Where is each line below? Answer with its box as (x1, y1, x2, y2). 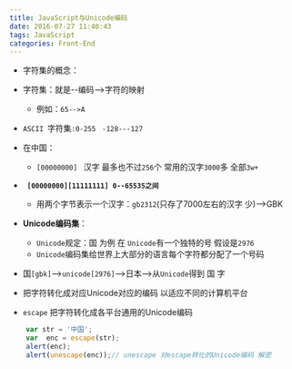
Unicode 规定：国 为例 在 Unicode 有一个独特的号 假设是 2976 (35, 238, 255, 249)
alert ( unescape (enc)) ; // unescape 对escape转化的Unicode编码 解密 (25, 350, 272, 360)
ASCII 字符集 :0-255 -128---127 (22, 123, 144, 134)
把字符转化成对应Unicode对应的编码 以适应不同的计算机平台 (22, 288, 248, 299)
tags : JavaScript (9, 30, 76, 39)
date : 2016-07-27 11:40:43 (9, 22, 112, 31)
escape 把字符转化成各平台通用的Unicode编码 (22, 307, 193, 318)
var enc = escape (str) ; (25, 333, 120, 343)
